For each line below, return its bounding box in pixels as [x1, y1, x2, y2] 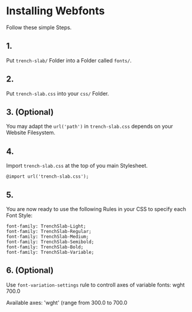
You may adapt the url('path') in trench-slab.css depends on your [6, 123, 174, 130]
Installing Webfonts [6, 4, 105, 18]
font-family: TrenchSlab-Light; [6, 223, 86, 229]
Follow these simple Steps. [6, 24, 72, 31]
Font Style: [6, 212, 33, 219]
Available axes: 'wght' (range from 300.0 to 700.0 [6, 299, 128, 306]
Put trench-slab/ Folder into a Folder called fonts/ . [6, 56, 132, 64]
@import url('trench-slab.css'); [6, 174, 89, 179]
